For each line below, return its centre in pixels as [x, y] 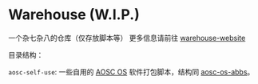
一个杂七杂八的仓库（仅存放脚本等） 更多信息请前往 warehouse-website [127, 38]
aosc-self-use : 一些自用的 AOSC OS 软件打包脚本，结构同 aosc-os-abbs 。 [131, 72]
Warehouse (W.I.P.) [74, 15]
